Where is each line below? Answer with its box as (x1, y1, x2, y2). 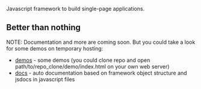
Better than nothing (6, 22, 81, 32)
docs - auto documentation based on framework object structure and (14, 69, 188, 76)
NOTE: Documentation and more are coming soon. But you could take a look (6, 38, 196, 46)
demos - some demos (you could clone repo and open (14, 57, 150, 64)
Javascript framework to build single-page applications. (6, 5, 145, 12)
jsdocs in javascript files (14, 75, 75, 83)
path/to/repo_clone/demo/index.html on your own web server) (14, 63, 170, 70)
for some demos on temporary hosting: (6, 44, 104, 52)
